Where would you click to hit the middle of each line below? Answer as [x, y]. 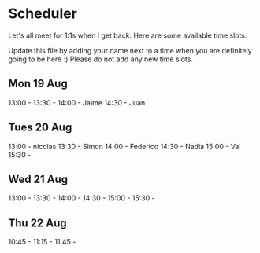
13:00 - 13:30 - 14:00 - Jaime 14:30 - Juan [77, 102]
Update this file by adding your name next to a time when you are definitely [130, 50]
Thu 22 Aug [37, 223]
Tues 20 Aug [40, 128]
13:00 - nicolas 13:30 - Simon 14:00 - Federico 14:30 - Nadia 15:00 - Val [124, 146]
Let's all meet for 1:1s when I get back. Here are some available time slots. [128, 35]
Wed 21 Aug [38, 179]
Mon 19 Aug [38, 84]
